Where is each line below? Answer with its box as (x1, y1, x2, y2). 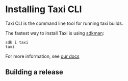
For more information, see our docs (5, 53, 80, 59)
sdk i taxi (5, 39, 29, 45)
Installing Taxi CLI (5, 4, 82, 15)
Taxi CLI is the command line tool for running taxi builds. (5, 20, 123, 26)
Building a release (5, 68, 64, 76)
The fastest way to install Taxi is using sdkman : (5, 30, 105, 36)
